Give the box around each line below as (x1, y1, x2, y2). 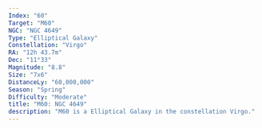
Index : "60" (8, 11, 48, 20)
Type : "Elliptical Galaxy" (8, 33, 98, 42)
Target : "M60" (8, 19, 56, 27)
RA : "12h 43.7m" (8, 48, 62, 56)
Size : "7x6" (8, 71, 48, 79)
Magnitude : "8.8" (8, 64, 66, 72)
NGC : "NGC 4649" (8, 26, 62, 34)
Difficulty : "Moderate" (8, 93, 88, 101)
